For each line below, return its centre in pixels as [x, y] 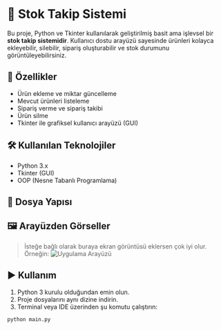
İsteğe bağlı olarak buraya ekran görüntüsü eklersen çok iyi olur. [115, 246]
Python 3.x [32, 166]
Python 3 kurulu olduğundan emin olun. [73, 292]
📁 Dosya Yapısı [40, 202]
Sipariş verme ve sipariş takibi [60, 108]
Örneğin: [37, 253]
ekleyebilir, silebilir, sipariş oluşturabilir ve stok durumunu [88, 48]
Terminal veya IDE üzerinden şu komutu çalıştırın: [87, 307]
